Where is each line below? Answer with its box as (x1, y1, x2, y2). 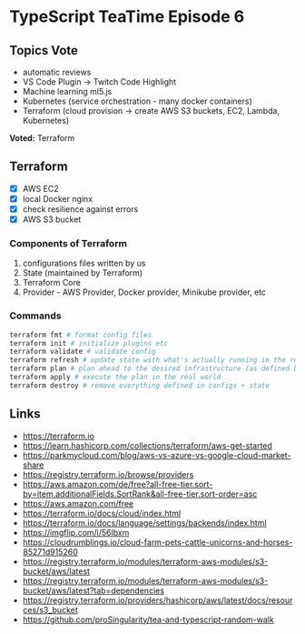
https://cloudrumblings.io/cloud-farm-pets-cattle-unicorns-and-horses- (22, 537, 293, 548)
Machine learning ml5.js (22, 86, 113, 96)
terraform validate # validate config (9, 347, 156, 357)
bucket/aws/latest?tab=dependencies (22, 585, 165, 596)
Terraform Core (22, 277, 82, 288)
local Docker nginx (22, 193, 93, 204)
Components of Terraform (9, 236, 127, 249)
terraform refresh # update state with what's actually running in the (9, 356, 286, 365)
